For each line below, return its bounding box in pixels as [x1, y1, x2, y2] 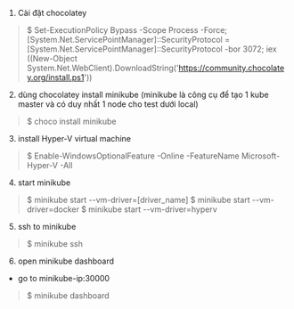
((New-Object [26, 53, 78, 63]
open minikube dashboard [17, 256, 114, 266]
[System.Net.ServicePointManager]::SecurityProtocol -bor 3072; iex [26, 44, 278, 54]
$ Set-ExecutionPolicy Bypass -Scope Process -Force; [26, 25, 228, 35]
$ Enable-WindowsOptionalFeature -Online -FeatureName [26, 150, 240, 161]
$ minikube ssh [26, 239, 83, 248]
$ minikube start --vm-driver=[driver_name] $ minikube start [26, 195, 251, 205]
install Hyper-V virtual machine [17, 134, 132, 143]
